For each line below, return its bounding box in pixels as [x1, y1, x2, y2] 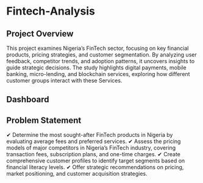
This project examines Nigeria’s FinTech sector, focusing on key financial [6, 44, 189, 52]
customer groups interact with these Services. [6, 77, 123, 84]
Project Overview [6, 29, 74, 39]
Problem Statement [6, 115, 82, 125]
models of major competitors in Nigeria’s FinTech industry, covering [6, 144, 176, 151]
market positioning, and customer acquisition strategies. [6, 170, 148, 178]
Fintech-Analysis [6, 4, 96, 18]
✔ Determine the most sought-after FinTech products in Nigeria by [6, 131, 173, 139]
